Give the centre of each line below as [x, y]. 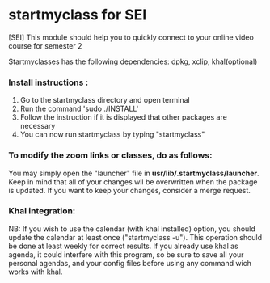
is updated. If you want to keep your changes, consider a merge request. [129, 190]
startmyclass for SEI [78, 15]
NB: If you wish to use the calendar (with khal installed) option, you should [132, 229]
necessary [38, 126]
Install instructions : [49, 82]
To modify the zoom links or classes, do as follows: [110, 155]
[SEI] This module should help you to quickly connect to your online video [131, 37]
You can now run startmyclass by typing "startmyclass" [112, 134]
